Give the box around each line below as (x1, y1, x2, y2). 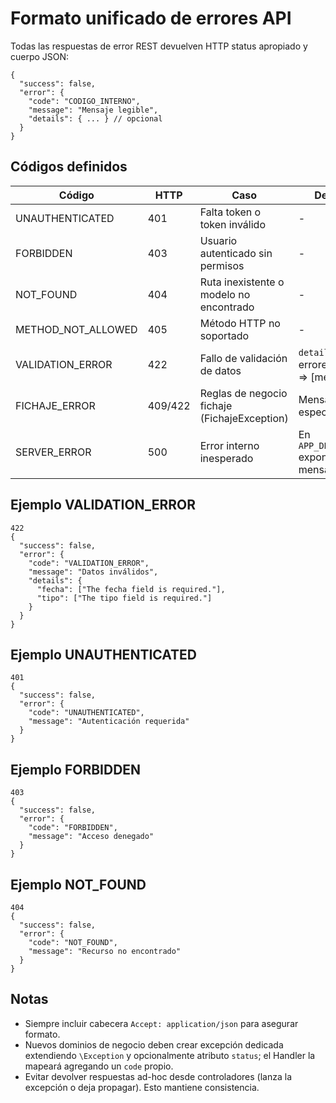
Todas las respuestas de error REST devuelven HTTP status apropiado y (10, 40, 308, 52)
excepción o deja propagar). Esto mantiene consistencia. (24, 1081, 260, 1093)
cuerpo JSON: (10, 50, 70, 62)
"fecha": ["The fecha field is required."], (36, 584, 226, 594)
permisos (199, 258, 245, 272)
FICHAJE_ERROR (15, 398, 96, 412)
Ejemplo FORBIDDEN (10, 761, 142, 778)
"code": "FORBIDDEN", (28, 823, 118, 833)
